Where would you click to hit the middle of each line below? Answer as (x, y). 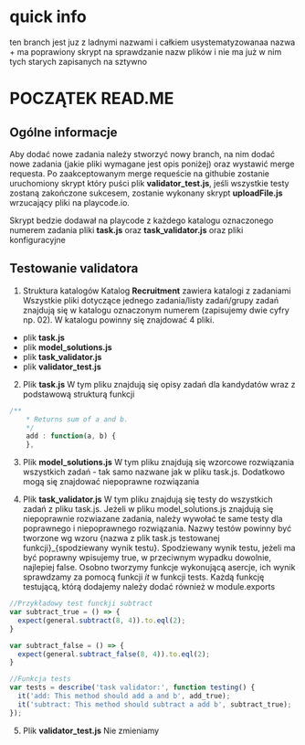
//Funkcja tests (40, 679)
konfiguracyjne (38, 239)
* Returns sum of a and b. (77, 419)
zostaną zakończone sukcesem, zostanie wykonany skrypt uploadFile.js (146, 193)
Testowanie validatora (74, 268)
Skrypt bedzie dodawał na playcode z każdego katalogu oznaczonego (142, 220)
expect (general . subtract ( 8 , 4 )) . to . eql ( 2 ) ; (102, 620)
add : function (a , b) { (71, 436)
